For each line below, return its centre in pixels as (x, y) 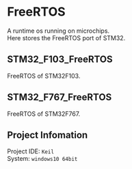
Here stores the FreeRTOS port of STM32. (66, 37)
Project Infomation (48, 135)
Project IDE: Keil (31, 151)
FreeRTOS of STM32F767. (44, 114)
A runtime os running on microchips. (58, 31)
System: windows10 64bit (42, 159)
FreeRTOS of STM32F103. (44, 76)
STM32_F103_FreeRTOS (60, 60)
